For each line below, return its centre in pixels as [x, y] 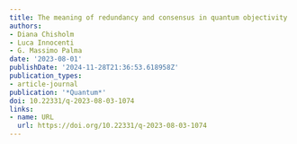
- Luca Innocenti [42, 42]
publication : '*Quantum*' [58, 92]
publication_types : [46, 76]
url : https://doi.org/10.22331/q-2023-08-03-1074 [112, 126]
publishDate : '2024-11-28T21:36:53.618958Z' [94, 68]
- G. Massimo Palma [46, 51]
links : [22, 109]
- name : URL [31, 117]
